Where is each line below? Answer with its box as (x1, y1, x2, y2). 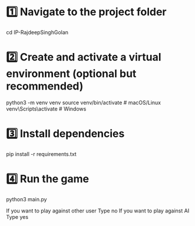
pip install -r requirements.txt (6, 150, 77, 157)
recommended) (6, 79, 84, 93)
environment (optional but (6, 67, 137, 81)
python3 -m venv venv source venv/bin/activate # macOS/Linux (6, 99, 161, 106)
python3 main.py (6, 195, 47, 202)
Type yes (6, 213, 28, 220)
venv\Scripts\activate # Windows (6, 105, 87, 112)
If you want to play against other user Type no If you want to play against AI (6, 207, 190, 214)
